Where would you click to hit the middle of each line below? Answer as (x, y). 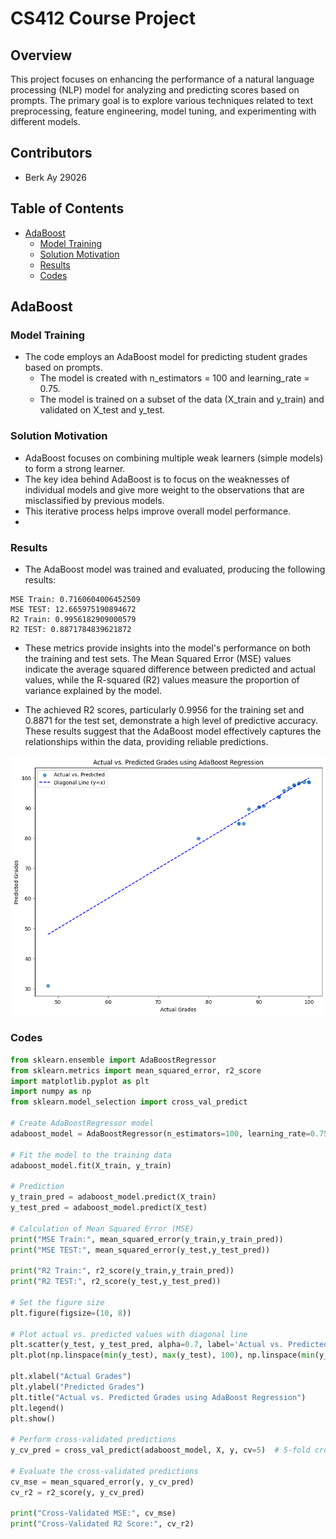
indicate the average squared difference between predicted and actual (170, 669)
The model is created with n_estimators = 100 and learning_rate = (174, 378)
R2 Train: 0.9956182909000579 (73, 619)
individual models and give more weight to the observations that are (164, 489)
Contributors (51, 153)
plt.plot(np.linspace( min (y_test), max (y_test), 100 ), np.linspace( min (162, 1355)
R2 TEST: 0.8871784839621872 (71, 629)
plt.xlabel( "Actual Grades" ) (71, 1377)
